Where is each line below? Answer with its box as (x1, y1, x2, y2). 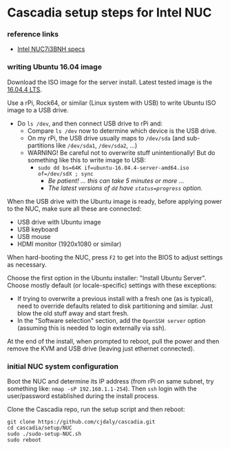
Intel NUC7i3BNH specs (17, 45, 85, 53)
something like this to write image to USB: (27, 156, 146, 164)
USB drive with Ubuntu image (17, 218, 101, 226)
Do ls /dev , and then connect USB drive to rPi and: (17, 119, 163, 127)
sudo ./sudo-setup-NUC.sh (7, 430, 81, 438)
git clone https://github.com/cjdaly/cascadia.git (7, 419, 156, 426)
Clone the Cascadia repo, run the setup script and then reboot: (7, 405, 185, 414)
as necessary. (7, 260, 47, 269)
